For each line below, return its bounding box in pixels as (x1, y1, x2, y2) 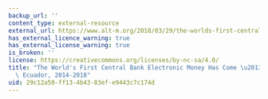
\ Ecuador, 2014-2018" (15, 71, 91, 79)
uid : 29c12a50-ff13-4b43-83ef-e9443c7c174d (8, 78, 156, 86)
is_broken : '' (8, 49, 56, 57)
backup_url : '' (8, 11, 59, 20)
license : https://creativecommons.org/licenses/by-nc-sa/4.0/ (8, 57, 219, 65)
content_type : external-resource (8, 19, 120, 27)
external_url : (8, 26, 56, 34)
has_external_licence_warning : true (8, 34, 130, 42)
